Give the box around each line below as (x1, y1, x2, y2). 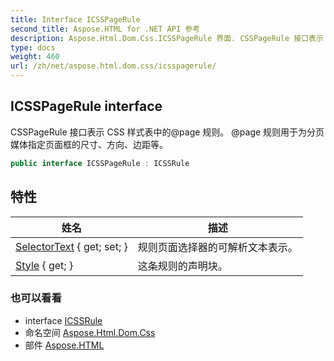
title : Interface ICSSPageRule (10, 14, 141, 25)
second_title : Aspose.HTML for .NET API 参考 (10, 24, 200, 34)
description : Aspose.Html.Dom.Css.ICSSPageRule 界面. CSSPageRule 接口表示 (10, 33, 324, 43)
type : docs (10, 42, 56, 53)
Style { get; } (15, 258, 74, 272)
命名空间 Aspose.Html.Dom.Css (24, 326, 156, 338)
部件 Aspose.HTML (24, 339, 105, 351)
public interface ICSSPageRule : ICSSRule (10, 158, 190, 168)
